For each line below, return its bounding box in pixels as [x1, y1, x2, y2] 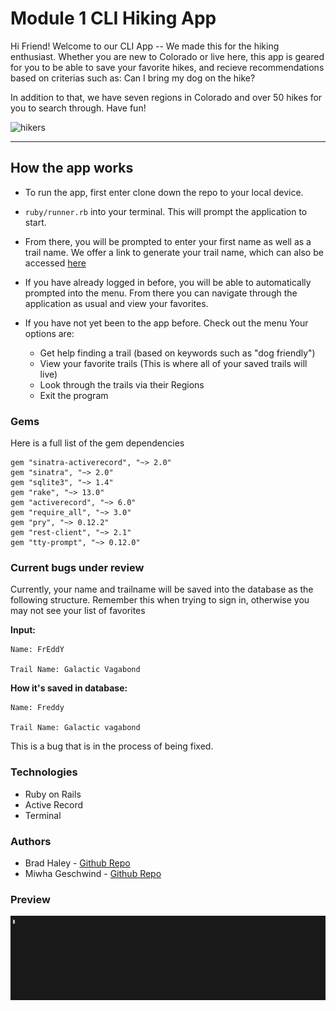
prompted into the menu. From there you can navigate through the [24, 287, 298, 299]
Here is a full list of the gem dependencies [10, 437, 185, 449]
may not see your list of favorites [10, 605, 146, 617]
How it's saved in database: [10, 682, 128, 694]
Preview [10, 892, 51, 906]
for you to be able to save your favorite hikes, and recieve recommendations [10, 61, 325, 73]
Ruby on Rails [24, 788, 82, 800]
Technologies [10, 765, 78, 779]
